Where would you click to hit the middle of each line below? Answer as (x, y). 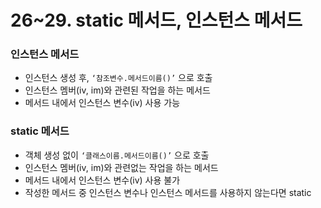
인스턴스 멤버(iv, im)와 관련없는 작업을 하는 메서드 (121, 167)
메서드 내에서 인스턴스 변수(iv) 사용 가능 (102, 103)
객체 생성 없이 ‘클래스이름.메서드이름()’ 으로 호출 (117, 155)
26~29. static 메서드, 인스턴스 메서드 (156, 20)
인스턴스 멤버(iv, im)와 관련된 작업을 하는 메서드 (117, 90)
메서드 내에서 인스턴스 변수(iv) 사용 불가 (102, 180)
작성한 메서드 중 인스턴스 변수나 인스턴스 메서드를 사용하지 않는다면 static (168, 192)
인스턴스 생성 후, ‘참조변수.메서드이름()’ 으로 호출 (118, 78)
